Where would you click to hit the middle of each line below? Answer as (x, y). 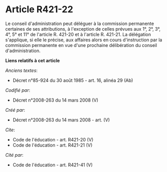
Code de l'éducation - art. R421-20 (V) (53, 139)
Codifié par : (18, 90)
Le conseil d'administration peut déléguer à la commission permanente (80, 23)
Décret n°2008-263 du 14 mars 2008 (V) (55, 100)
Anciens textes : (22, 70)
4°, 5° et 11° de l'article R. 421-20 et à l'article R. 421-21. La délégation (78, 34)
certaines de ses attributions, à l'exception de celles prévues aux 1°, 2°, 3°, (83, 29)
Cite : (10, 130)
